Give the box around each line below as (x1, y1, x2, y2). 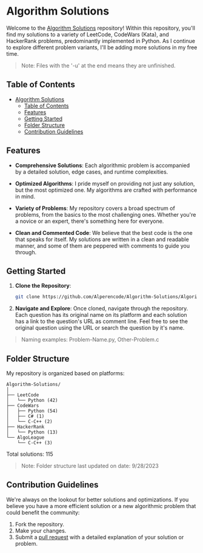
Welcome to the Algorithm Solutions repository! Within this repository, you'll (6, 24, 196, 32)
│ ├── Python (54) (6, 408, 59, 414)
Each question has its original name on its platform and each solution (15, 311, 187, 319)
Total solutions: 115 (6, 450, 53, 458)
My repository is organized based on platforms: (6, 370, 125, 377)
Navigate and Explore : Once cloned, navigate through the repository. (15, 305, 188, 312)
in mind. (15, 192, 35, 200)
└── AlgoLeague (6, 435, 45, 441)
